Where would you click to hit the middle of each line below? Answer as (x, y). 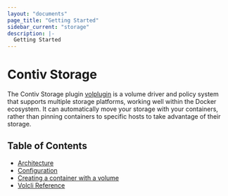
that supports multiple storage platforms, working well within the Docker (112, 102)
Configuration (37, 170)
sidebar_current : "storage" (49, 27)
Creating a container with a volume (68, 178)
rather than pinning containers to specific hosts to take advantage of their (114, 117)
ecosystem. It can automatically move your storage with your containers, (113, 109)
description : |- (31, 33)
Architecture (36, 163)
